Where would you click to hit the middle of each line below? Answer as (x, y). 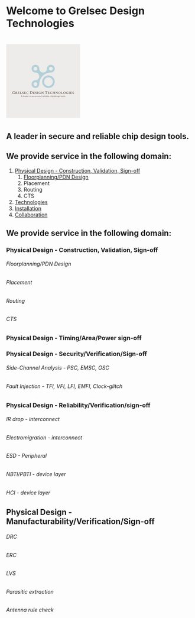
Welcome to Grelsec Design (75, 11)
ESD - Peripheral (27, 456)
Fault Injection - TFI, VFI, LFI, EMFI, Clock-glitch (64, 386)
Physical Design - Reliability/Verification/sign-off (78, 405)
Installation (28, 208)
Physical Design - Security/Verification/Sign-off (77, 354)
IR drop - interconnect (33, 419)
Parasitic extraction (30, 591)
